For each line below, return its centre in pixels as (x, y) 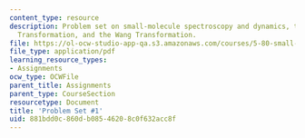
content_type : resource (54, 18)
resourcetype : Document (54, 102)
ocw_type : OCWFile (44, 77)
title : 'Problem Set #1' (56, 111)
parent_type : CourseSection (63, 94)
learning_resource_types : (58, 60)
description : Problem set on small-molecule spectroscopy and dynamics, (150, 26)
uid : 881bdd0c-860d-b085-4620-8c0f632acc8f (93, 119)
